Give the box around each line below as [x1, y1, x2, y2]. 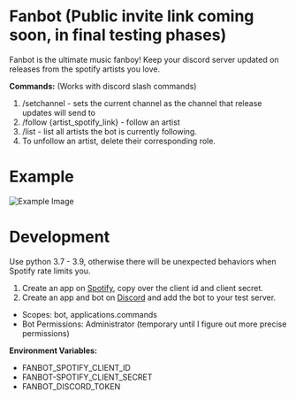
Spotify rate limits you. [9, 265, 91, 276]
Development [9, 227, 110, 247]
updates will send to [21, 107, 95, 118]
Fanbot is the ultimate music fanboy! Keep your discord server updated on [9, 54, 280, 65]
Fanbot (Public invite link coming [9, 6, 254, 27]
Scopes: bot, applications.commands [21, 309, 157, 319]
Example [9, 166, 74, 187]
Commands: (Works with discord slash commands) [9, 81, 197, 91]
